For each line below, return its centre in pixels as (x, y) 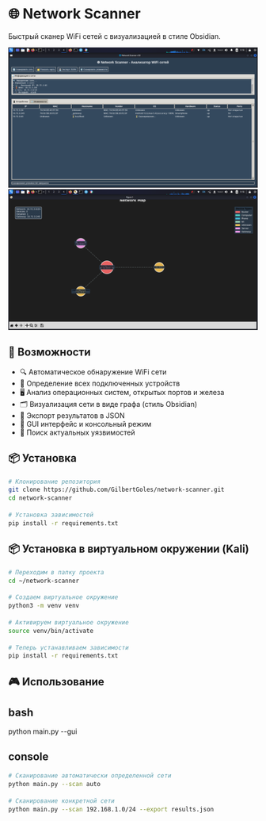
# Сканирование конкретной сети (61, 801)
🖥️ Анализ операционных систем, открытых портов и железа (122, 392)
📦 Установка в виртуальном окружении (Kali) (129, 549)
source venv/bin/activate (51, 631)
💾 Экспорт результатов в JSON (72, 415)
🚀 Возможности (49, 353)
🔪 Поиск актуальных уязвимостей (78, 432)
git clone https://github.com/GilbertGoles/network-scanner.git (116, 490)
